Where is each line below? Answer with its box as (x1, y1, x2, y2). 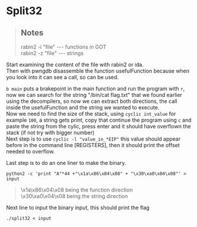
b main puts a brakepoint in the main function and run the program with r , (6, 85, 185, 92)
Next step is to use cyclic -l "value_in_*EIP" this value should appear (6, 135, 181, 142)
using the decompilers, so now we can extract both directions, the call (6, 98, 177, 105)
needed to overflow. (6, 148, 55, 155)
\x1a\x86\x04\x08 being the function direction (20, 186, 133, 193)
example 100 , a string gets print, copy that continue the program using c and (6, 116, 192, 124)
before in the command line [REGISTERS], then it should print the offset (6, 142, 180, 148)
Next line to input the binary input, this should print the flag (6, 204, 150, 211)
